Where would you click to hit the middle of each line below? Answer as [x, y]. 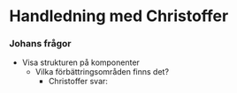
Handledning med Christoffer [119, 16]
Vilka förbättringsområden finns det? [102, 72]
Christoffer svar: [78, 82]
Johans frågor [40, 44]
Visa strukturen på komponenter [80, 62]
